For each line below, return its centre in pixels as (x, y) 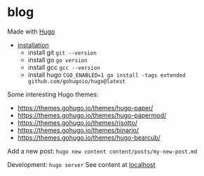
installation (33, 45)
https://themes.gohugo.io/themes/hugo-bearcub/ (89, 138)
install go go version (57, 59)
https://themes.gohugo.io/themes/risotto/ (77, 122)
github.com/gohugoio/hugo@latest (77, 81)
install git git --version (62, 52)
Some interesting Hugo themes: (53, 94)
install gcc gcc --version (64, 67)
